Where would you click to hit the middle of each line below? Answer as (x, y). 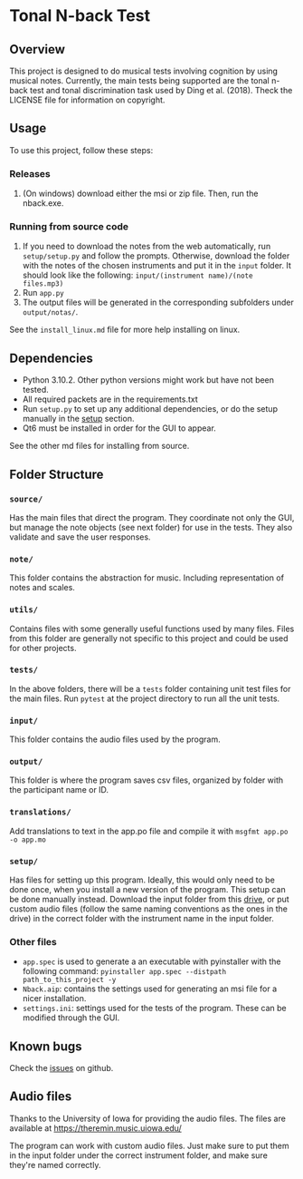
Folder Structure (57, 474)
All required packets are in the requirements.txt (110, 399)
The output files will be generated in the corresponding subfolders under (158, 302)
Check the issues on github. (62, 1068)
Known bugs (46, 1046)
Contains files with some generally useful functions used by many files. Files (152, 628)
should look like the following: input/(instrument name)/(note (137, 275)
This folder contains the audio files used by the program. (115, 739)
